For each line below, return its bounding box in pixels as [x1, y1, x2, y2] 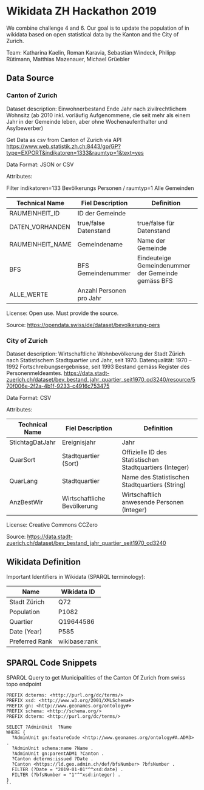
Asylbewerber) [6, 124, 44, 132]
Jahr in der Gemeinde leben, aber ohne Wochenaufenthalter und [6, 118, 168, 125]
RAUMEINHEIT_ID [9, 209, 60, 217]
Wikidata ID [61, 587, 95, 596]
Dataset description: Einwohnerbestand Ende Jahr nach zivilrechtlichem [6, 105, 187, 112]
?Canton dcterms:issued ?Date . [12, 755, 94, 762]
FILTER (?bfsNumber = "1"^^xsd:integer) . [12, 772, 121, 778]
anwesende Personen [121, 498, 184, 506]
